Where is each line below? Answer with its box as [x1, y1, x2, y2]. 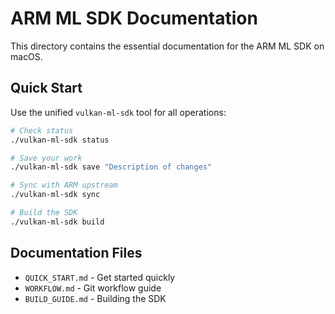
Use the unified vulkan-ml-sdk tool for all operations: [10, 106, 227, 118]
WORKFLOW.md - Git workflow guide [24, 282, 162, 294]
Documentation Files [10, 245, 143, 262]
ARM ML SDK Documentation [10, 7, 258, 30]
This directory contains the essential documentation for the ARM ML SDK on [10, 40, 325, 52]
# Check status [10, 125, 74, 136]
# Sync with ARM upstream [10, 180, 118, 191]
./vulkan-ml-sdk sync [10, 190, 101, 200]
